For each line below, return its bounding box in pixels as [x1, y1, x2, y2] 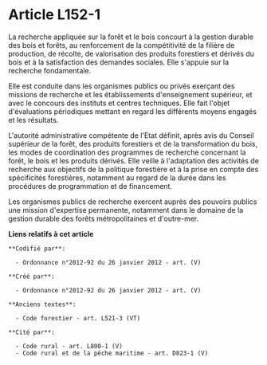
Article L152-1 [8, 6, 101, 24]
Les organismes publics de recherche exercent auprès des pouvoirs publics [8, 197, 257, 206]
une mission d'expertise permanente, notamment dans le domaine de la [8, 205, 244, 214]
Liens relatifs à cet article [8, 229, 94, 238]
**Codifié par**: [8, 245, 66, 253]
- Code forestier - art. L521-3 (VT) [15, 314, 141, 322]
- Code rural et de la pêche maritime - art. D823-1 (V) [15, 349, 209, 357]
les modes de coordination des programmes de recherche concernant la [8, 147, 246, 157]
